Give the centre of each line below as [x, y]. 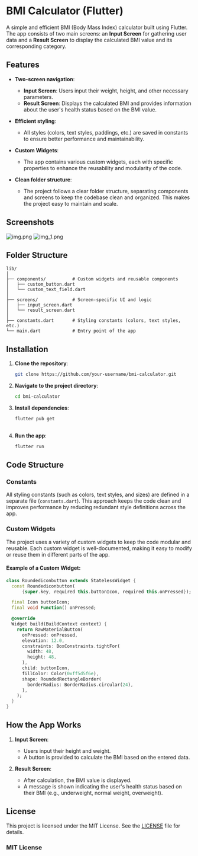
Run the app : [31, 435]
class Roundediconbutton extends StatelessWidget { [71, 580]
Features [23, 65]
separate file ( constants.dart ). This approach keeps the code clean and [94, 501]
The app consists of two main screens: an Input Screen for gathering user [97, 33]
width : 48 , [41, 651]
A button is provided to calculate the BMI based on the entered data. [107, 757]
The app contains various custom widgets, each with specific [98, 162]
